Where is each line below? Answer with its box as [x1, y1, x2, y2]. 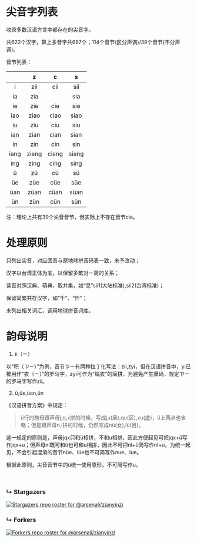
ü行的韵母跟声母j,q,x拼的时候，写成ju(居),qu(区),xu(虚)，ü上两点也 [20, 414, 181, 421]
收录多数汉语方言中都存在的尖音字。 [6, 26, 94, 33]
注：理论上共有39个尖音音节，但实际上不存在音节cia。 [6, 213, 138, 220]
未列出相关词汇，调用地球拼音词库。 [6, 307, 94, 314]
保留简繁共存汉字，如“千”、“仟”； [6, 294, 88, 301]
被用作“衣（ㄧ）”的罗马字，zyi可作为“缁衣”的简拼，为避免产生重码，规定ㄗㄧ [6, 370, 190, 377]
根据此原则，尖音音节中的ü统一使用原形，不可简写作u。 [6, 461, 141, 468]
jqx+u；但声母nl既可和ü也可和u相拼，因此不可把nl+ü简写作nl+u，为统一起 [11, 441, 191, 448]
